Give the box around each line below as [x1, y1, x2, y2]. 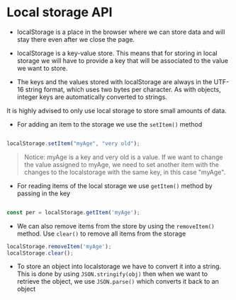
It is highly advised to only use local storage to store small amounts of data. [6, 106, 227, 115]
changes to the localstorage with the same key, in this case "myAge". [23, 168, 226, 176]
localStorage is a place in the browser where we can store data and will [16, 28, 225, 36]
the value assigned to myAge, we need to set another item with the [23, 160, 219, 168]
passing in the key [16, 189, 71, 197]
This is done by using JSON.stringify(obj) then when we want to [16, 270, 208, 278]
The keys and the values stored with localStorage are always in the [16, 77, 213, 86]
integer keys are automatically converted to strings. [16, 93, 167, 101]
